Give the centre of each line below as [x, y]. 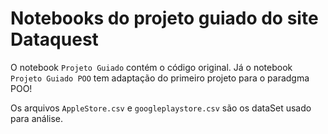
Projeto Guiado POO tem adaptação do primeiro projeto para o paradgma [160, 78]
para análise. [36, 118]
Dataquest [54, 39]
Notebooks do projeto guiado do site [164, 18]
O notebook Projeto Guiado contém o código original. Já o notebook [151, 67]
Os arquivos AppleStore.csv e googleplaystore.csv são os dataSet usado [161, 108]
